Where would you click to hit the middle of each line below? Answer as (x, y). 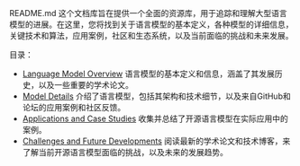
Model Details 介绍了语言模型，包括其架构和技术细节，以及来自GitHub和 (156, 96)
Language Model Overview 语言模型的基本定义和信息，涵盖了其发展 (148, 74)
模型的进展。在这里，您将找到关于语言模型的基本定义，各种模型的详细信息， (151, 24)
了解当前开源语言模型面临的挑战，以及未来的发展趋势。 (125, 152)
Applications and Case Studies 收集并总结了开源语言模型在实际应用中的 (155, 118)
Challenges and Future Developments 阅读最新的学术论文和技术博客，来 (156, 141)
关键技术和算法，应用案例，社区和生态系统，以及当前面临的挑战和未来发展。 (151, 35)
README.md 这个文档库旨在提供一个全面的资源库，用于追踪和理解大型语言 (149, 13)
